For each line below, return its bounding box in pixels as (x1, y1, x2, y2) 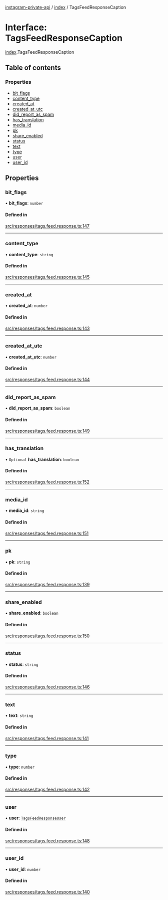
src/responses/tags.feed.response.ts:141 (5, 735, 89, 741)
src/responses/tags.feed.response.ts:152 (5, 479, 90, 485)
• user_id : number (5, 866, 41, 872)
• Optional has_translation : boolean (5, 456, 79, 462)
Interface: (5, 22, 47, 33)
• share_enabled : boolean (5, 610, 58, 616)
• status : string (5, 661, 38, 667)
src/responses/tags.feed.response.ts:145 (5, 274, 90, 280)
